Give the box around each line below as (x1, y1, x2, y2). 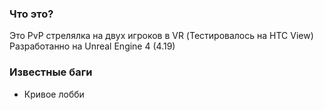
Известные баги (9, 65, 93, 79)
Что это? (9, 7, 54, 21)
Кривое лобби (23, 88, 85, 100)
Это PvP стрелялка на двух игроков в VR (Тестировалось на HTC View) (9, 30, 314, 42)
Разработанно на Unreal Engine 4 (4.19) (9, 40, 176, 52)
